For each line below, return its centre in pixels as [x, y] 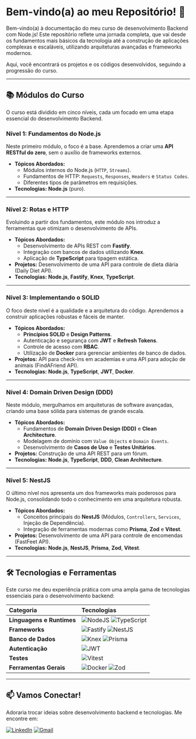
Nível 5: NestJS [28, 480]
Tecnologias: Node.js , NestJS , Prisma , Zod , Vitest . [78, 548]
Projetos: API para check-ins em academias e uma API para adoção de [100, 359]
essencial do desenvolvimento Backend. [55, 118]
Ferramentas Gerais [37, 668]
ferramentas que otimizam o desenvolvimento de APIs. [72, 228]
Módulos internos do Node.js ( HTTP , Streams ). [77, 170]
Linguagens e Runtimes [43, 620]
